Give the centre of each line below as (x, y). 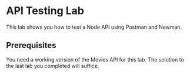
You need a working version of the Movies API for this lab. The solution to (95, 59)
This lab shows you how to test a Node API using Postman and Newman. (94, 27)
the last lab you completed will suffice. (53, 66)
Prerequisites (31, 45)
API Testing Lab (45, 11)
